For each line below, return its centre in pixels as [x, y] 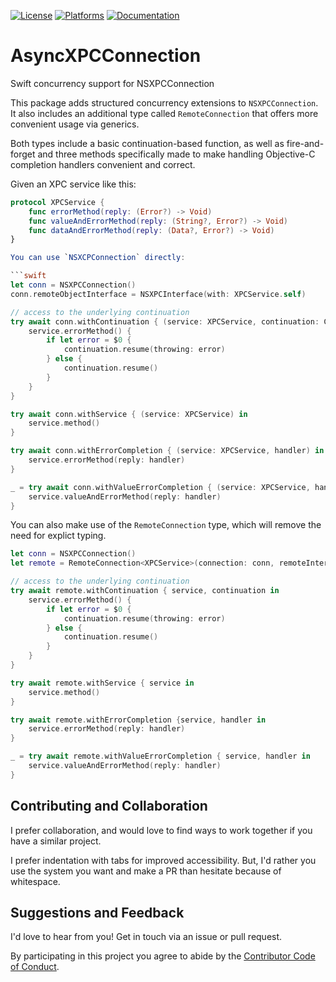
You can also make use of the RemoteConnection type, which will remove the [166, 525]
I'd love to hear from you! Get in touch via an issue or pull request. [146, 937]
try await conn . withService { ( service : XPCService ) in [129, 414]
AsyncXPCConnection [106, 56]
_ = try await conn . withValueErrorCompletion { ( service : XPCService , [160, 487]
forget [23, 154]
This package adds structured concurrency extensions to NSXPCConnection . [164, 102]
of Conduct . [35, 967]
